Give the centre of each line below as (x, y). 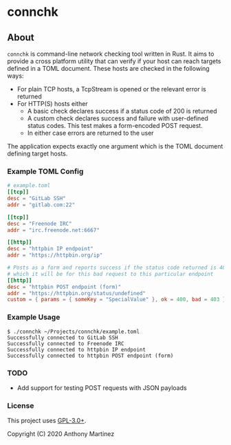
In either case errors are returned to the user (90, 133)
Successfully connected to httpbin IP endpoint (77, 349)
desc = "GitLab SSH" (37, 199)
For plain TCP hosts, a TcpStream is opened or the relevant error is (111, 89)
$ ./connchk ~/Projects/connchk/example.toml (73, 332)
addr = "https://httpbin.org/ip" (55, 255)
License (21, 405)
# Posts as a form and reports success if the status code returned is (112, 268)
